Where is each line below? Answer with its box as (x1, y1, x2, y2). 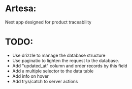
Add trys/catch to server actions (12, 78, 78, 84)
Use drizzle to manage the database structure (12, 52, 106, 58)
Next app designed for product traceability (5, 19, 92, 25)
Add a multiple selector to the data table (12, 68, 94, 74)
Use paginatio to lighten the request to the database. (12, 57, 119, 64)
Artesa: (5, 3, 36, 14)
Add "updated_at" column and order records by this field (12, 63, 128, 68)
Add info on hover (12, 73, 49, 79)
